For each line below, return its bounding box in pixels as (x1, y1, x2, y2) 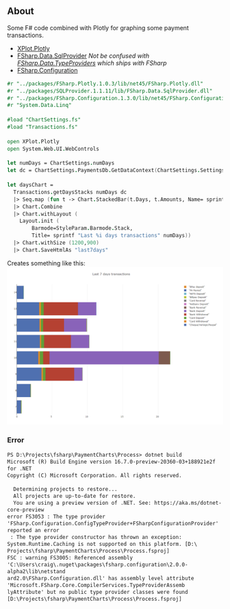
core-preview (7, 507, 44, 514)
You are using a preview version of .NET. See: (13, 500, 152, 507)
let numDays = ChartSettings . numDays (7, 160, 115, 167)
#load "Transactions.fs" (7, 123, 78, 131)
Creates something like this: (7, 259, 86, 267)
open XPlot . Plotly (7, 138, 60, 145)
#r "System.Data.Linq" (7, 102, 72, 109)
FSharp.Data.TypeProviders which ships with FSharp (16, 58, 167, 67)
